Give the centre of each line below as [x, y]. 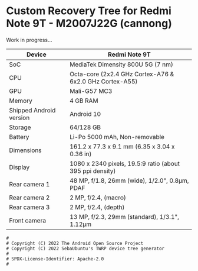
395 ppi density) [93, 171]
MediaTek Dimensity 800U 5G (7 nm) [122, 64]
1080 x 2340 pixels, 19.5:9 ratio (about [125, 163]
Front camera [27, 220]
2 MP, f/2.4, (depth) [97, 207]
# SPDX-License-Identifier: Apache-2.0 [55, 259]
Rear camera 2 [29, 198]
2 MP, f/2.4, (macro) [98, 198]
